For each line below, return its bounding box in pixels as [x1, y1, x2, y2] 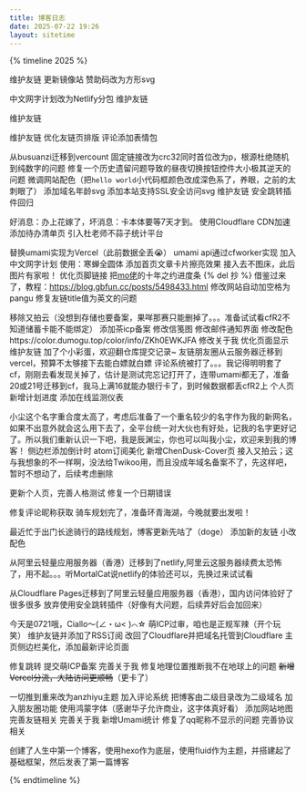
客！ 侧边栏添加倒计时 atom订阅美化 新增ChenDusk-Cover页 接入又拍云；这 [9, 446, 294, 457]
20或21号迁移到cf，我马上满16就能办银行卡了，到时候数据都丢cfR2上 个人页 [9, 380, 294, 392]
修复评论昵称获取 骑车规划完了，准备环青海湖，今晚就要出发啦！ [9, 507, 251, 518]
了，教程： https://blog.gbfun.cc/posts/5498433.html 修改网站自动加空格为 [9, 282, 291, 293]
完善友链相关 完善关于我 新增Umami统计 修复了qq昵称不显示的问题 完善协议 [9, 715, 294, 726]
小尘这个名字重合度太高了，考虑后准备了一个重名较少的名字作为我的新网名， [9, 411, 297, 422]
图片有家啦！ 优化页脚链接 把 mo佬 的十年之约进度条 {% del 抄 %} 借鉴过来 [9, 270, 287, 281]
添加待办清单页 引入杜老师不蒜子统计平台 [9, 228, 164, 239]
